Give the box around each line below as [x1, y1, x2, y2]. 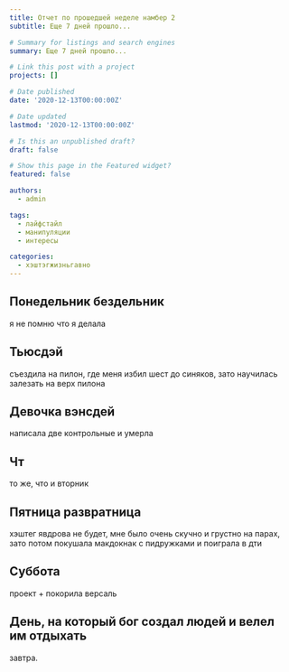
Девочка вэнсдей [9, 404, 116, 420]
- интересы [17, 236, 59, 245]
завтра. [9, 652, 39, 663]
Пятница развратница [9, 504, 142, 519]
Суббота [9, 564, 61, 579]
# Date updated [9, 112, 67, 121]
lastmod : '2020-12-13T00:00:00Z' [9, 120, 135, 129]
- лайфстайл [17, 219, 63, 229]
